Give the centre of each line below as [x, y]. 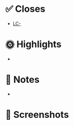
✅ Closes [25, 9]
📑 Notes [22, 80]
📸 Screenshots [37, 115]
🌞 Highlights [33, 44]
